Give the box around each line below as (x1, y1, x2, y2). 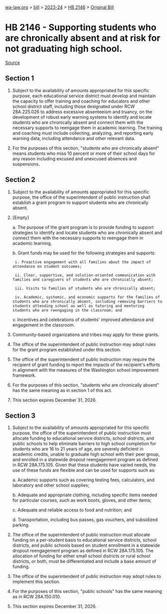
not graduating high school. (5, 43, 123, 55)
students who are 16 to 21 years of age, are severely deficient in (12, 446, 144, 452)
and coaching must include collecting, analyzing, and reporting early (12, 130, 154, 136)
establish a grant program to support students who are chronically (12, 199, 149, 205)
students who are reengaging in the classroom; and (12, 308, 122, 313)
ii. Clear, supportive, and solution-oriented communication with (14, 272, 156, 277)
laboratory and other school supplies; (12, 482, 90, 488)
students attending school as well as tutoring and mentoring (12, 303, 145, 309)
